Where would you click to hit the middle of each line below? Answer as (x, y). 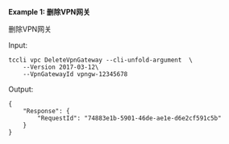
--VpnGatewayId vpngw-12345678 (75, 74)
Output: (21, 89)
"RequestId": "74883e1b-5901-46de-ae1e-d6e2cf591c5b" (129, 118)
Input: (18, 45)
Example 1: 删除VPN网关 (49, 12)
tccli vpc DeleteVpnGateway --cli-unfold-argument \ (101, 60)
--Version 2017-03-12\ (61, 67)
